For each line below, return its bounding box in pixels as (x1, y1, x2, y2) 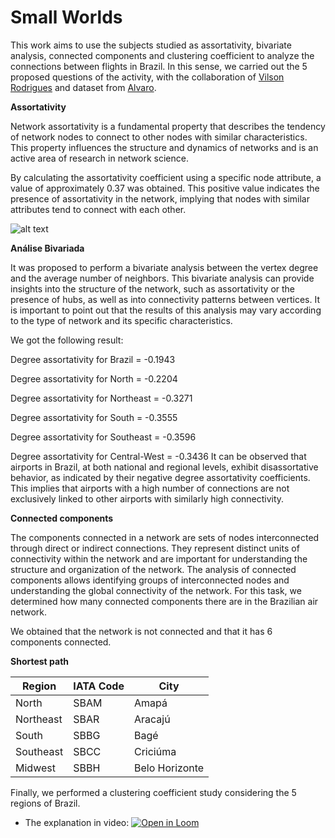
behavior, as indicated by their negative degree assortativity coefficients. (10, 471, 311, 483)
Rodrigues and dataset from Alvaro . (10, 81, 157, 93)
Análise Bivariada (10, 242, 85, 254)
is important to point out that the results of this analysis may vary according (10, 304, 322, 316)
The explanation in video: (24, 816, 130, 828)
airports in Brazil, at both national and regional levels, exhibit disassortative (10, 461, 319, 473)
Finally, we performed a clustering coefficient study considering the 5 (10, 786, 297, 798)
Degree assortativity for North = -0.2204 (10, 372, 178, 385)
